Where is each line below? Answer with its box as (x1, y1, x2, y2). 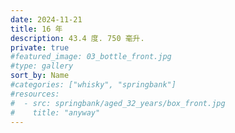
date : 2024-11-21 (10, 14, 83, 25)
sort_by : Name (10, 71, 70, 81)
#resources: (10, 89, 60, 99)
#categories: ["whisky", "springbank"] (10, 80, 177, 90)
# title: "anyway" (10, 107, 101, 118)
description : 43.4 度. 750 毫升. (10, 33, 145, 43)
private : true (10, 42, 70, 53)
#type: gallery (10, 61, 74, 71)
